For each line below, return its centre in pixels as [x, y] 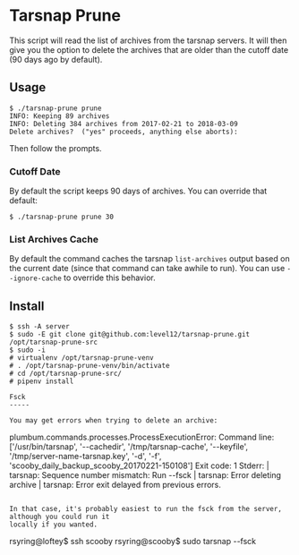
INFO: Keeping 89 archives [60, 116]
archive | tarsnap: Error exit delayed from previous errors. [115, 485]
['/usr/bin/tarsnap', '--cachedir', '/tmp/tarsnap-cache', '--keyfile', [129, 447]
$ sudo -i [28, 350]
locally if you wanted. [54, 525]
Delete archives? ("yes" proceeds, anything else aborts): [124, 132]
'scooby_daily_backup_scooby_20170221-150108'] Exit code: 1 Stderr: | [140, 465]
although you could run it [60, 517]
